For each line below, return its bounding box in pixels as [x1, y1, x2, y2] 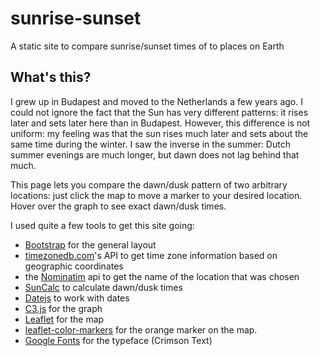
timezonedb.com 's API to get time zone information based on [24, 249, 278, 261]
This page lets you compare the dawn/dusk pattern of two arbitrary [10, 178, 288, 191]
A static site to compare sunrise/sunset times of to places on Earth [10, 40, 285, 52]
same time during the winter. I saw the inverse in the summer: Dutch [10, 138, 291, 150]
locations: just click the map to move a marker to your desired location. [10, 189, 303, 201]
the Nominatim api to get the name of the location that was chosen [24, 270, 300, 282]
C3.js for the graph [24, 302, 103, 314]
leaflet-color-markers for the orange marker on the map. [24, 323, 258, 336]
